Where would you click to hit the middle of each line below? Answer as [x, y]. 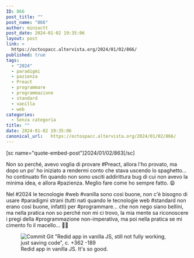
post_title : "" [25, 17]
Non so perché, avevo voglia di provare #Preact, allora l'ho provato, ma [91, 164]
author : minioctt [27, 28]
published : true [26, 55]
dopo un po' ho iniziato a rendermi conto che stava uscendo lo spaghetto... [96, 170]
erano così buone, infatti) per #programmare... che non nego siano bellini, [95, 206]
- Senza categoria [34, 120]
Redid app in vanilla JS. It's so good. [64, 249]
